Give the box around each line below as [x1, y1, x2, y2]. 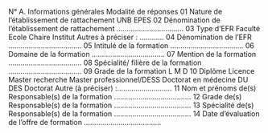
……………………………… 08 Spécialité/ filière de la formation [8, 58, 202, 67]
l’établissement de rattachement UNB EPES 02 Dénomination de [8, 15, 221, 25]
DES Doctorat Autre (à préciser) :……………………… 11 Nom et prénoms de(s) [8, 83, 257, 93]
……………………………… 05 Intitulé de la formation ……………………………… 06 [8, 41, 255, 50]
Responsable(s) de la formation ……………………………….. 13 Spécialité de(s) [8, 100, 254, 110]
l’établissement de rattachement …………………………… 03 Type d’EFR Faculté [8, 24, 261, 33]
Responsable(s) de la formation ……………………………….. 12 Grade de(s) [8, 92, 242, 101]
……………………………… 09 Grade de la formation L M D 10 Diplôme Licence [8, 66, 255, 75]
